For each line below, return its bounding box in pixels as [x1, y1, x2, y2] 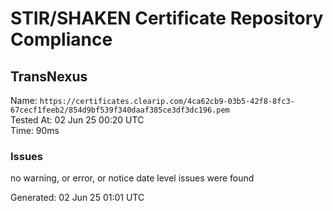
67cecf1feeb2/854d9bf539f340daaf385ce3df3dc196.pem [10, 105, 230, 115]
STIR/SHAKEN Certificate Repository [10, 7, 324, 30]
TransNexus [10, 68, 88, 85]
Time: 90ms [10, 125, 60, 136]
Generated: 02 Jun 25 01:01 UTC [10, 192, 145, 204]
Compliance [10, 28, 113, 51]
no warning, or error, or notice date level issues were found [10, 172, 255, 184]
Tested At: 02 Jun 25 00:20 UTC [10, 114, 145, 126]
